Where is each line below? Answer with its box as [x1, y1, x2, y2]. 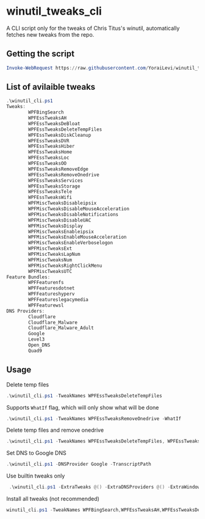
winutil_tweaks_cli [6, 4, 102, 18]
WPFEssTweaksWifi [28, 194, 72, 201]
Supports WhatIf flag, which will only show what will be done [6, 404, 159, 411]
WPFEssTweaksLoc [28, 154, 70, 161]
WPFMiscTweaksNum [28, 256, 72, 263]
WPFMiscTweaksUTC [28, 268, 72, 274]
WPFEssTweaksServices [28, 177, 84, 184]
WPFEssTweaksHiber [28, 143, 75, 150]
